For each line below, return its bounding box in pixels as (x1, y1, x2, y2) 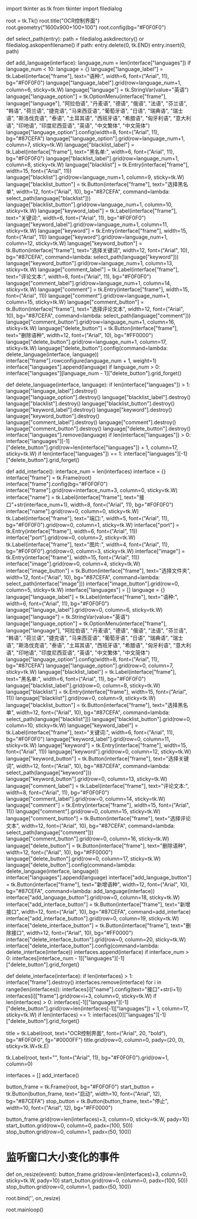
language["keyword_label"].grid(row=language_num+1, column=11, (6, 221, 169, 228)
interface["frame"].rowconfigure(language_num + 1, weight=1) (6, 357, 157, 364)
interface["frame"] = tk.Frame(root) (6, 474, 92, 481)
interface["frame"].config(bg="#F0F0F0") (6, 481, 108, 487)
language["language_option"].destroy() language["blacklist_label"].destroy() (6, 394, 191, 400)
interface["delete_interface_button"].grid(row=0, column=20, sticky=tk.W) (6, 936, 186, 943)
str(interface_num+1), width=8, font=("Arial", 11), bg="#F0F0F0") (16, 501, 173, 508)
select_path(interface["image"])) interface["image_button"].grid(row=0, (6, 580, 179, 587)
